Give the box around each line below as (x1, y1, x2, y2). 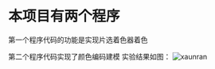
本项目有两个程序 (8, 7, 121, 25)
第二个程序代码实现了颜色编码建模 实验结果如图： (8, 52, 171, 61)
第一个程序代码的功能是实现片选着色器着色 (8, 35, 148, 44)
